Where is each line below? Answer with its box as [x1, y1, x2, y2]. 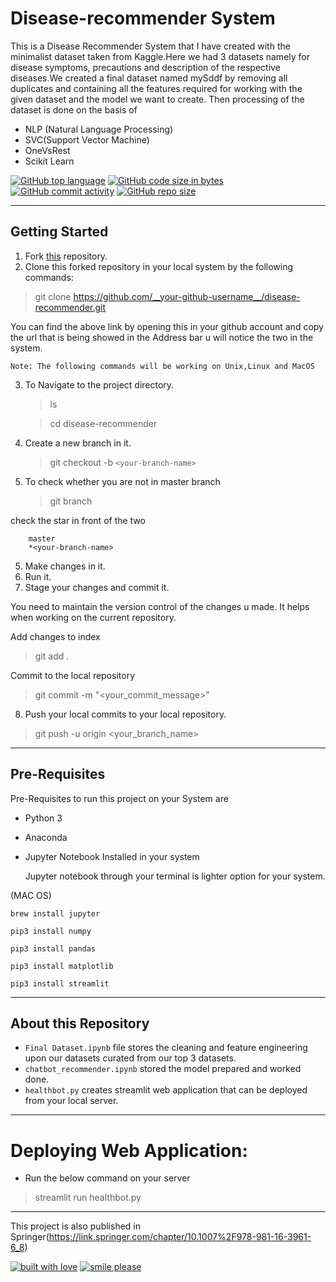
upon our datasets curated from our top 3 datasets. [24, 1052, 237, 1064]
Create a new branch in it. [24, 437, 132, 449]
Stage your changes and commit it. [24, 581, 170, 593]
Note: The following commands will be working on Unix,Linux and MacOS [10, 361, 315, 371]
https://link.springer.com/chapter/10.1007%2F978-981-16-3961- [48, 1231, 312, 1243]
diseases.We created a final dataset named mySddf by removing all [10, 72, 288, 84]
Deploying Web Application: [10, 1139, 248, 1162]
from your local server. [24, 1095, 119, 1107]
